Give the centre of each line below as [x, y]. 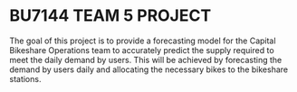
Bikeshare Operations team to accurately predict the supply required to [142, 50]
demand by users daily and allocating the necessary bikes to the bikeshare [148, 69]
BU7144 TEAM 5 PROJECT [110, 16]
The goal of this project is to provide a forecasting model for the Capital [143, 41]
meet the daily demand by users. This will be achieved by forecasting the [146, 60]
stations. [25, 78]
